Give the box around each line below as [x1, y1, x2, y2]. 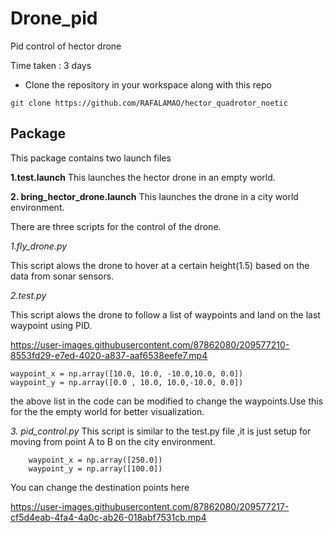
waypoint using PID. [10, 319, 93, 331]
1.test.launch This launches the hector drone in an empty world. [10, 171, 276, 183]
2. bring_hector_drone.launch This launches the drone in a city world [10, 190, 299, 202]
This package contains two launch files [10, 152, 172, 164]
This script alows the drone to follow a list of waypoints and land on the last [10, 308, 321, 321]
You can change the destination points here [10, 481, 190, 493]
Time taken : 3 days [10, 59, 92, 71]
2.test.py [10, 289, 47, 301]
